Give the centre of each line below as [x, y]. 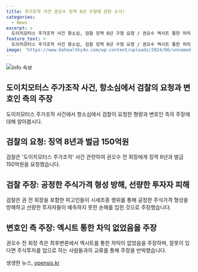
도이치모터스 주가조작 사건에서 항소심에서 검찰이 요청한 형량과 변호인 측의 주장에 [98, 114]
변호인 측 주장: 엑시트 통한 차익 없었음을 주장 [82, 228]
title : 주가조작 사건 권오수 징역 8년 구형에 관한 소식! [66, 11]
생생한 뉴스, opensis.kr [33, 263]
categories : [21, 17]
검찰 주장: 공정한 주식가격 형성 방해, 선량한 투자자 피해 [98, 185]
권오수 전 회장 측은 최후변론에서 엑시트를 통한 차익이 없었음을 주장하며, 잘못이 [95, 243]
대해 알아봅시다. [24, 121]
